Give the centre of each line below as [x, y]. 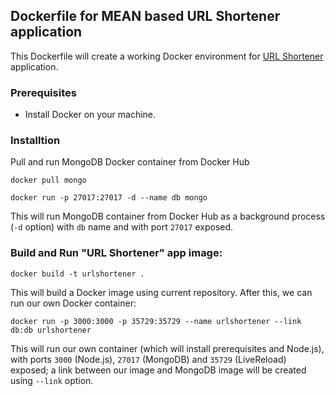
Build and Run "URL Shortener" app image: [116, 253]
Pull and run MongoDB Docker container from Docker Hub [130, 162]
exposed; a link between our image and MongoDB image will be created [158, 370]
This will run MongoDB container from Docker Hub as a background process [168, 216]
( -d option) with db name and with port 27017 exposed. [122, 227]
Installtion [35, 141]
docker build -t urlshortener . [77, 274]
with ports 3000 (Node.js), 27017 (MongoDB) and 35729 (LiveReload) [148, 359]
